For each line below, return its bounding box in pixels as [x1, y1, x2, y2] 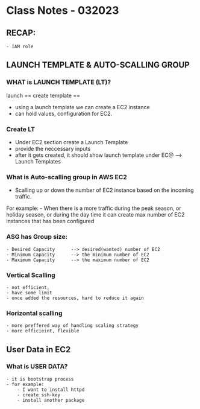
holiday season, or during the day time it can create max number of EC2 [6, 211, 185, 218]
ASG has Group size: [6, 233, 68, 241]
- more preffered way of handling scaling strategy [6, 323, 139, 329]
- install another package [17, 397, 85, 403]
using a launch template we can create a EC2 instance [14, 103, 150, 110]
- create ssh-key [17, 392, 61, 398]
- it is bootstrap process [6, 376, 74, 382]
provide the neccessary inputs [14, 145, 91, 152]
